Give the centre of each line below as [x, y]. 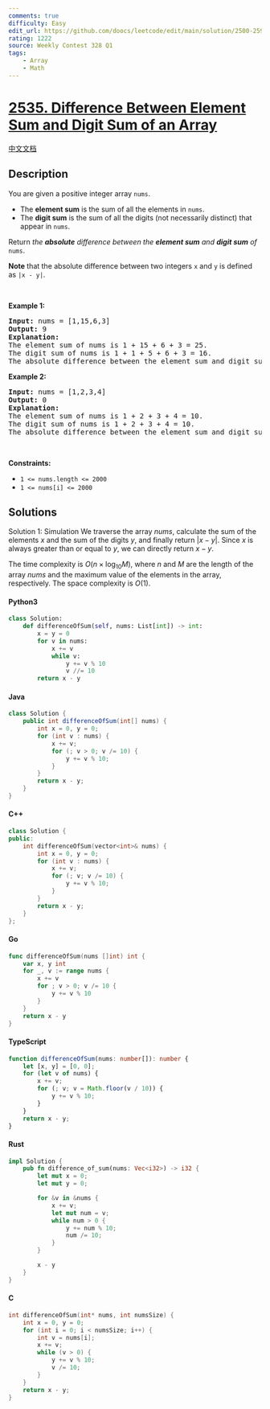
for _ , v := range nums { [66, 971]
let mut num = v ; [80, 1213]
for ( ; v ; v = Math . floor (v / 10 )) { [100, 1089]
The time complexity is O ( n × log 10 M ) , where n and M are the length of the [131, 565]
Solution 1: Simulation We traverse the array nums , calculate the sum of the [133, 532]
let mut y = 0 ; [63, 1184]
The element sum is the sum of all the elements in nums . [112, 209]
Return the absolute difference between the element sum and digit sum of [133, 241]
